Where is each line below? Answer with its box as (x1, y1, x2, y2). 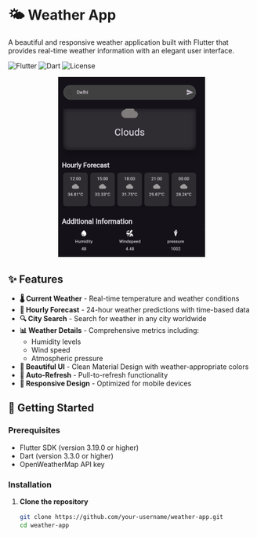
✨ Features (8, 272, 63, 286)
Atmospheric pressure (31, 353, 103, 363)
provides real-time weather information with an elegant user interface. (8, 46, 235, 55)
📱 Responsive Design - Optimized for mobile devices (19, 378, 192, 388)
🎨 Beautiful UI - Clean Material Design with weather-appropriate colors (19, 362, 249, 371)
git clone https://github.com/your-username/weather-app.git (19, 513, 224, 521)
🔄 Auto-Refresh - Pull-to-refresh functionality (19, 370, 168, 379)
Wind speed (31, 345, 71, 354)
